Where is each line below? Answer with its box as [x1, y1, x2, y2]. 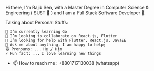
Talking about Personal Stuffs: [5, 20, 69, 25]
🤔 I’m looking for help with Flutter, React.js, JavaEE [5, 38, 126, 43]
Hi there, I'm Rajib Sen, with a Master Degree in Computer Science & [5, 5, 149, 10]
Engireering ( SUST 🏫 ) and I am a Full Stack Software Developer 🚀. [5, 10, 146, 16]
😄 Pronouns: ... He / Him [5, 47, 62, 52]
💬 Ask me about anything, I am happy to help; [5, 42, 106, 47]
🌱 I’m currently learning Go [5, 29, 67, 34]
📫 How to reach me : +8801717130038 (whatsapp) [12, 60, 120, 66]
